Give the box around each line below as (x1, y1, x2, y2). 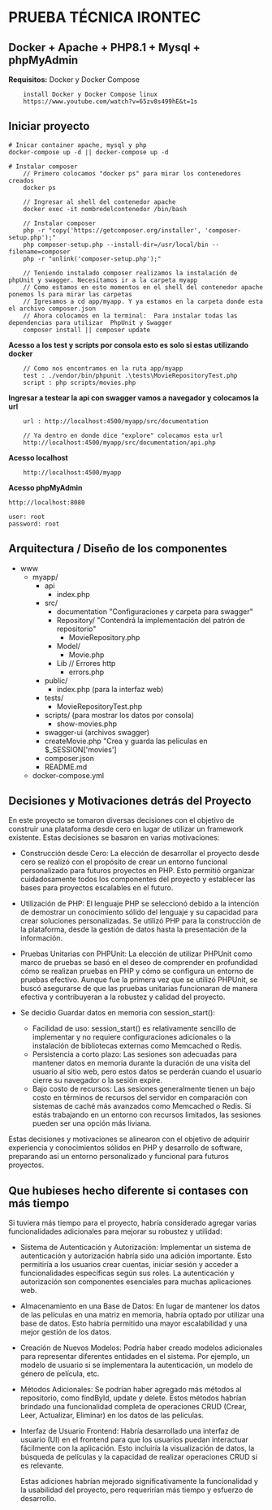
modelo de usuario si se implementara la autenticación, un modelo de (19, 1361, 253, 1370)
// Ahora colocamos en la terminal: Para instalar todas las (23, 311, 238, 320)
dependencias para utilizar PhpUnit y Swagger (8, 318, 173, 327)
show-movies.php (56, 719, 118, 729)
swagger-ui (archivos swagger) (44, 727, 150, 737)
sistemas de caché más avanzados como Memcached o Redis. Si (32, 1101, 252, 1111)
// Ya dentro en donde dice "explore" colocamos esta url (23, 431, 223, 439)
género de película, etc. (19, 1369, 100, 1378)
